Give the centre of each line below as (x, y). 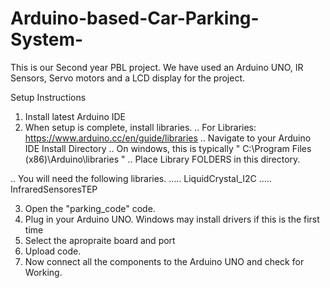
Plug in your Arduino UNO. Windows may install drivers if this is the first (172, 219)
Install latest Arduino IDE (75, 116)
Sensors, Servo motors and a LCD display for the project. (127, 78)
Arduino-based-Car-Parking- (135, 18)
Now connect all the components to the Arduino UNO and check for (164, 261)
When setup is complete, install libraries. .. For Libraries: (140, 127)
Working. (43, 272)
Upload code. (53, 251)
